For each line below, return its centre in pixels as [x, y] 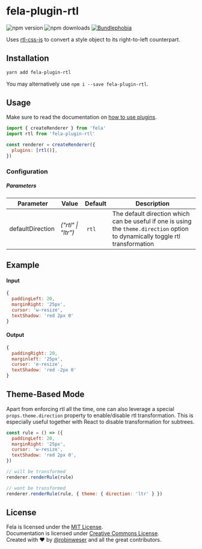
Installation [28, 58]
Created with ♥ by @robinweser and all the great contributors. [84, 540]
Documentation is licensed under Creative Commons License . [83, 533]
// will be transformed [36, 472]
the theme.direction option [151, 228]
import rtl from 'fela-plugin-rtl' [51, 134]
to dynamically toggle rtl [146, 236]
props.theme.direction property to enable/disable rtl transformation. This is [100, 415]
